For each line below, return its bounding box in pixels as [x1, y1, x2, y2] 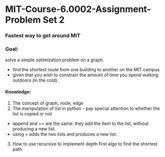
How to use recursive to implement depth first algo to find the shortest [12, 140, 157, 146]
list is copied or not [12, 110, 52, 116]
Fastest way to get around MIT [5, 32, 81, 39]
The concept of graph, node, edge [12, 100, 84, 106]
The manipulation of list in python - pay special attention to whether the [12, 105, 160, 111]
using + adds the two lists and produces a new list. [12, 131, 117, 137]
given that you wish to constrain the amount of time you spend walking [12, 72, 158, 78]
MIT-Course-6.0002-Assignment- [5, 4, 151, 15]
